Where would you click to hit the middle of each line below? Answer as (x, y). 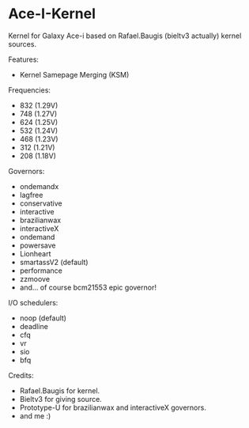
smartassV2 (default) (54, 262)
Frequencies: (30, 90)
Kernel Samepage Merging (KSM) (74, 74)
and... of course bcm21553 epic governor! (88, 287)
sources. (23, 44)
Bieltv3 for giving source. (61, 399)
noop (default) (43, 318)
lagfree (31, 195)
